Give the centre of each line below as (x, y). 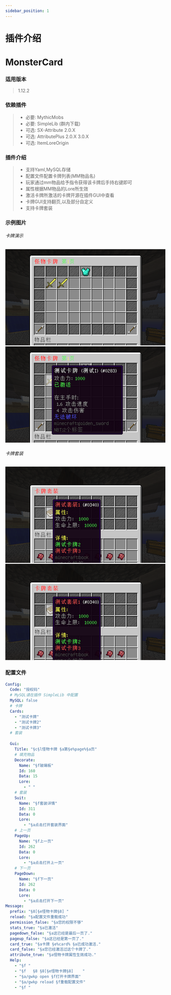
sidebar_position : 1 (27, 11)
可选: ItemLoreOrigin (47, 143)
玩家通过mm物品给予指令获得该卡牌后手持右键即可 (79, 182)
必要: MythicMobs (45, 117)
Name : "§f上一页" (36, 841)
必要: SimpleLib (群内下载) (53, 124)
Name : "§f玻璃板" (36, 765)
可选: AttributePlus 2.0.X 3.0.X (57, 136)
